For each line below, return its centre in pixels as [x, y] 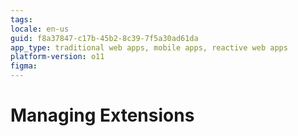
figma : [24, 66]
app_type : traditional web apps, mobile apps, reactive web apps [149, 47]
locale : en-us [40, 29]
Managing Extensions [102, 115]
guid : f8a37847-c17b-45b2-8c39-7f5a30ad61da [104, 38]
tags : [21, 19]
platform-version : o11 [57, 57]
